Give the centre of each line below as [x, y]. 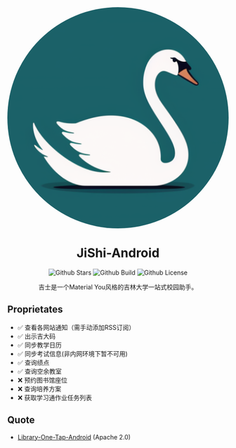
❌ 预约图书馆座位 [42, 380]
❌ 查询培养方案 [39, 388]
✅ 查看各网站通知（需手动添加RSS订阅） [76, 327]
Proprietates [35, 309]
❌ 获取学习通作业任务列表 [55, 397]
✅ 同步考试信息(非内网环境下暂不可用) [72, 353]
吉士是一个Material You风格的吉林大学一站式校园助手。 [118, 286]
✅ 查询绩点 [33, 362]
